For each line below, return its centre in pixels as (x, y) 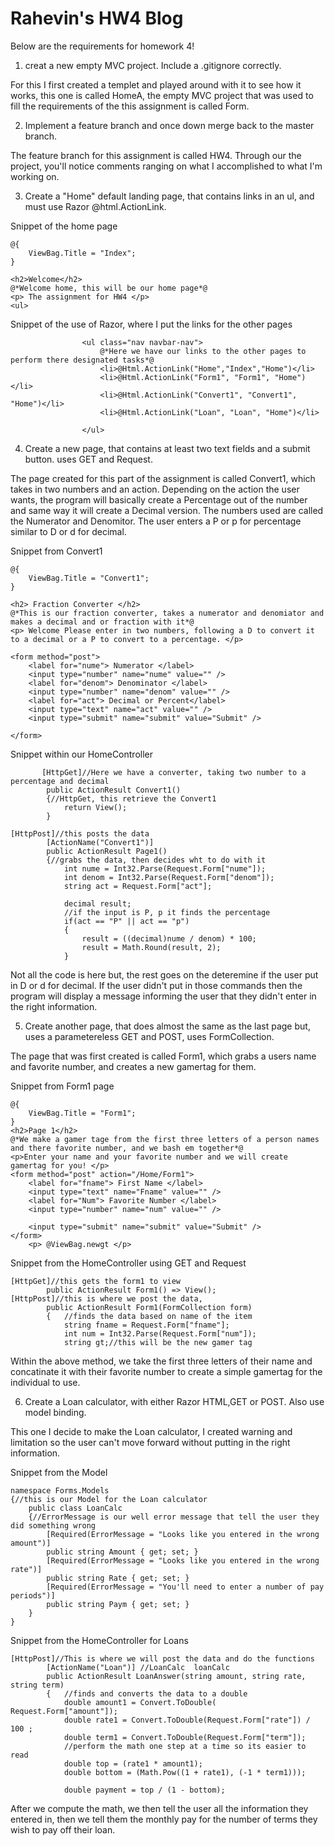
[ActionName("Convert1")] (100, 842)
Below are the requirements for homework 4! (102, 46)
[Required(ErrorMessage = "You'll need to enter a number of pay (185, 1587)
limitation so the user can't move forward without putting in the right (150, 1442)
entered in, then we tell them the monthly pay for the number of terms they (164, 1819)
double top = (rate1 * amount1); (133, 1763)
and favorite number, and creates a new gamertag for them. (133, 1066)
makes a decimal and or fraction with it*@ (102, 622)
